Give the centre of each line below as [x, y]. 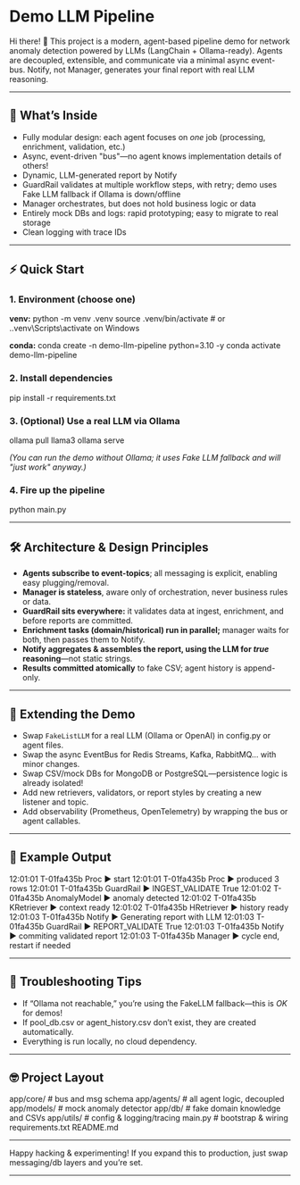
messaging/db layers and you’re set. [76, 1163]
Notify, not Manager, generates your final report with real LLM [141, 70]
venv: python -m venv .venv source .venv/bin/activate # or [117, 319]
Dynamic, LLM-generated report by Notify [100, 175]
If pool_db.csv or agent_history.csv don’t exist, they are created [139, 1022]
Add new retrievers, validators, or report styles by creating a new [142, 792]
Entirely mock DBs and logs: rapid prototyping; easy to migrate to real [150, 213]
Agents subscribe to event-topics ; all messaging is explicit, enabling [150, 573]
